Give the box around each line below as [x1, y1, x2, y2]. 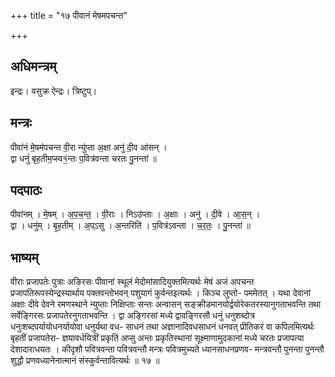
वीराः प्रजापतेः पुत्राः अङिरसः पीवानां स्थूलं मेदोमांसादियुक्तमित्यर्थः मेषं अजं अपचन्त [10, 276, 255, 288]
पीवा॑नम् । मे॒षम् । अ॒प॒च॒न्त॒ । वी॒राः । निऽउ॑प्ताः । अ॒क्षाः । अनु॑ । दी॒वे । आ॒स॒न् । [10, 208, 261, 220]
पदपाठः [10, 182, 43, 199]
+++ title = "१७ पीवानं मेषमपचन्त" [10, 10, 128, 21]
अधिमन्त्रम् [10, 58, 57, 75]
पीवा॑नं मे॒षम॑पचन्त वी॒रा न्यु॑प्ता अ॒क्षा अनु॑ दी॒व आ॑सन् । [10, 141, 168, 153]
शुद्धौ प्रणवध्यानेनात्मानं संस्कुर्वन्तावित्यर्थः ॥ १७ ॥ [10, 355, 160, 367]
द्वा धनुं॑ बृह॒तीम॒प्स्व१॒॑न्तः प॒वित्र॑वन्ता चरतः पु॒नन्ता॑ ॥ [10, 152, 157, 164]
